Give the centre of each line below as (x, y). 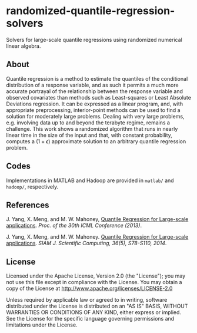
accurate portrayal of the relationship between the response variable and (95, 91)
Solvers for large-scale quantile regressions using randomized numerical (94, 39)
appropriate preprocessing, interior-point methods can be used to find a (93, 110)
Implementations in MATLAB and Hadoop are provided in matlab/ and (90, 180)
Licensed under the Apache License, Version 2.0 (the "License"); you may (96, 276)
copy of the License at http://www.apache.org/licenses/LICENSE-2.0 (89, 289)
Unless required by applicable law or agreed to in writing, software (87, 300)
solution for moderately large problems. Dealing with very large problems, (95, 116)
